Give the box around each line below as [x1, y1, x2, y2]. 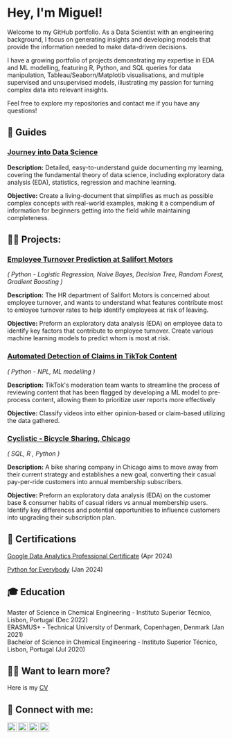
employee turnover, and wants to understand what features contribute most [7, 299, 223, 307]
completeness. [7, 213, 50, 222]
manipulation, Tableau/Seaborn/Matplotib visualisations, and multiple [7, 71, 204, 79]
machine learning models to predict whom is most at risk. [7, 334, 171, 342]
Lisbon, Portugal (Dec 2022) [7, 615, 89, 624]
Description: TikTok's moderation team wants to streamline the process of [7, 381, 220, 389]
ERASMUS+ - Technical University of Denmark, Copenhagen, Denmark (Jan [7, 623, 224, 631]
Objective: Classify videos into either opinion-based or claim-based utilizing [7, 408, 225, 417]
